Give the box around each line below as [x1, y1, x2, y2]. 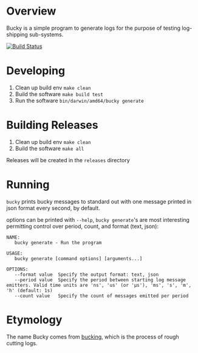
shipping [6, 30, 29, 38]
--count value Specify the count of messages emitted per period [14, 293, 189, 299]
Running [6, 178, 50, 191]
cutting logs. [6, 339, 38, 347]
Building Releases [6, 118, 98, 132]
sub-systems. [29, 30, 64, 38]
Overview [6, 4, 56, 18]
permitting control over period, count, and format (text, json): [6, 222, 159, 230]
